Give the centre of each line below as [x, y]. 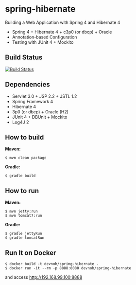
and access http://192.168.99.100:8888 [44, 277]
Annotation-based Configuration [44, 37]
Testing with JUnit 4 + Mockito [43, 42]
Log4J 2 [20, 122]
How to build [25, 137]
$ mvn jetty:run [21, 212]
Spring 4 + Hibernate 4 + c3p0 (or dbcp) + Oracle [62, 32]
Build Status [24, 58]
